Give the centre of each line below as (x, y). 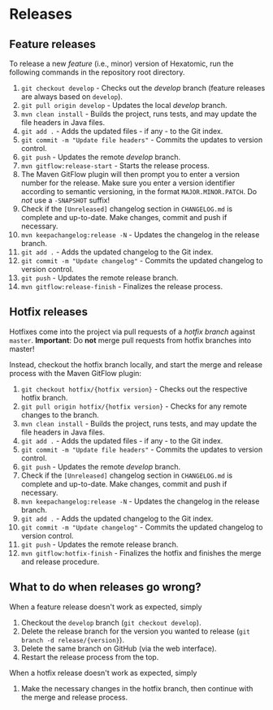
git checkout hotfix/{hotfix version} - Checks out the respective (134, 389)
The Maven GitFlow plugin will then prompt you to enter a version (130, 174)
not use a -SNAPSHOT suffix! (65, 200)
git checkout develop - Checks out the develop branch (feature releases (143, 88)
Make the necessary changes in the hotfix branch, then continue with (137, 688)
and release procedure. (60, 561)
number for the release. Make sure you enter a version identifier (128, 183)
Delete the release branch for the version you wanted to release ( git (135, 631)
